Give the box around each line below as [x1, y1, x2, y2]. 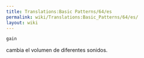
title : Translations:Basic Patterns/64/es [6, 8, 112, 15]
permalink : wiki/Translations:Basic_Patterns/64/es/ [6, 14, 139, 20]
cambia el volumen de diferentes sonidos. [6, 47, 108, 54]
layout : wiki [6, 20, 38, 25]
